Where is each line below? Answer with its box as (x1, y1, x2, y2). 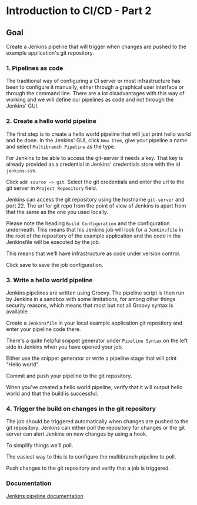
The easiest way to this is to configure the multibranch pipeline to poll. (6, 453, 176, 460)
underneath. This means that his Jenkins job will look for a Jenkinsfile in (6, 226, 183, 233)
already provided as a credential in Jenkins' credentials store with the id (6, 160, 181, 168)
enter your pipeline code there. (6, 325, 81, 333)
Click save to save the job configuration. (6, 261, 104, 268)
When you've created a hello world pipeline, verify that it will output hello (6, 383, 183, 390)
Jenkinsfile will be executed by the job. (6, 238, 101, 245)
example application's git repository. (6, 49, 94, 56)
